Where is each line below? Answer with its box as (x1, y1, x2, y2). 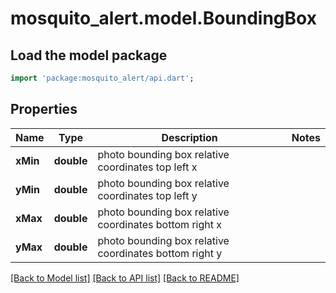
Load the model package (10, 47, 168, 64)
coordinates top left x (97, 160, 198, 174)
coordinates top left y (97, 188, 198, 202)
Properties (10, 101, 78, 118)
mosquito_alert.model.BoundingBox (10, 7, 317, 30)
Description (161, 130, 218, 144)
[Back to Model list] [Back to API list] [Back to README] (10, 272, 240, 284)
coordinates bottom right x (97, 217, 222, 231)
